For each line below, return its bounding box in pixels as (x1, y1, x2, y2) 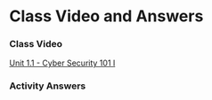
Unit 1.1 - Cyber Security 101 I (9, 58, 116, 68)
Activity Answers (9, 80, 86, 92)
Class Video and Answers (9, 6, 204, 27)
